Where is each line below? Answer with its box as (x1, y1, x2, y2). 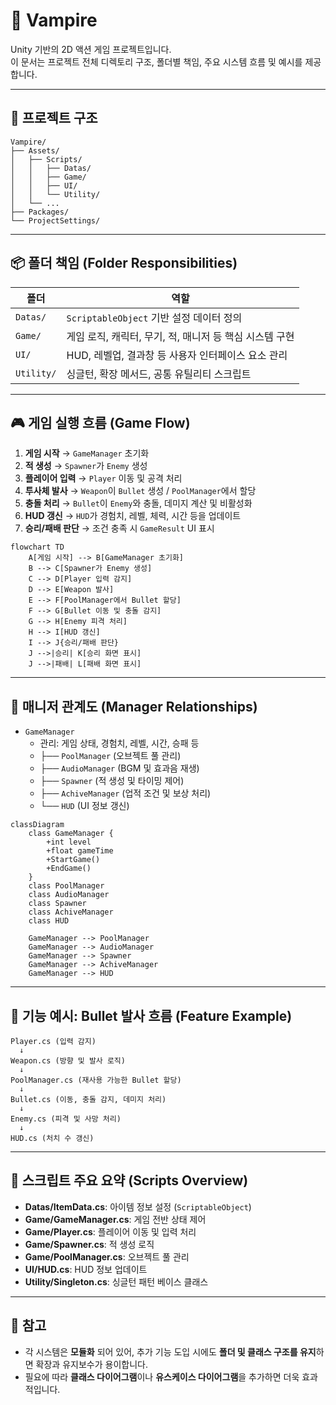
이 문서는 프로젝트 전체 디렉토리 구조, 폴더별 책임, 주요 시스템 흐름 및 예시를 (10, 55, 303, 68)
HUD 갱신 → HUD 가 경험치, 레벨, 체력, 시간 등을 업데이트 (24, 510, 242, 522)
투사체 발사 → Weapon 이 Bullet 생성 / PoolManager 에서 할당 (24, 485, 257, 497)
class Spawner (28, 899, 87, 909)
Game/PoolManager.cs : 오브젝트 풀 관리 (24, 1250, 190, 1263)
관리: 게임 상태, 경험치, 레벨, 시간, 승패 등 (39, 737, 200, 749)
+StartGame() (46, 855, 101, 865)
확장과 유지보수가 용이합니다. (35, 1358, 148, 1370)
